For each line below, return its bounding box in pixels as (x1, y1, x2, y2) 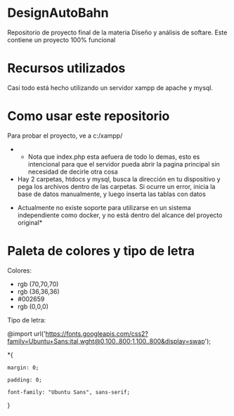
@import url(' (7, 329, 46, 338)
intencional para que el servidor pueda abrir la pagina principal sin (27, 160, 220, 168)
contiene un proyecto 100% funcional (7, 35, 116, 44)
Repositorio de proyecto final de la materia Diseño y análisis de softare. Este (7, 28, 228, 37)
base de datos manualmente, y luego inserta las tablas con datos (17, 190, 206, 198)
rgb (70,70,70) (17, 280, 59, 288)
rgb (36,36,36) (17, 287, 60, 296)
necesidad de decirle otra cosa (27, 167, 118, 176)
